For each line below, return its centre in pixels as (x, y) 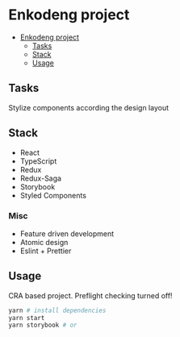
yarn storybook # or (43, 325)
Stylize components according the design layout (89, 107)
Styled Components (53, 195)
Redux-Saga (41, 178)
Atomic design (44, 242)
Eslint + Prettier (46, 251)
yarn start (27, 318)
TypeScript (38, 161)
